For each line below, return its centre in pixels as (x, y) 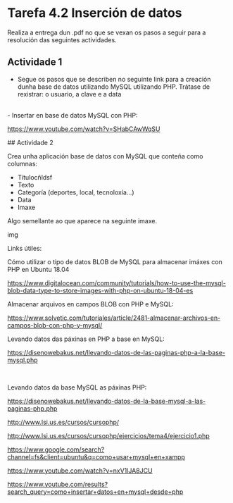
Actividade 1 (35, 62)
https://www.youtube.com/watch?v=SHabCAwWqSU (84, 129)
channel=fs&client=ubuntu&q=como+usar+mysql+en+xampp (96, 457)
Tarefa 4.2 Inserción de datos (95, 13)
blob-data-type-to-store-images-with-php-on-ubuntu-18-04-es (100, 290)
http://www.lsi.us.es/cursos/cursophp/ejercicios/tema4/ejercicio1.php (108, 435)
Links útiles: (25, 248)
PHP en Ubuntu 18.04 (38, 269)
